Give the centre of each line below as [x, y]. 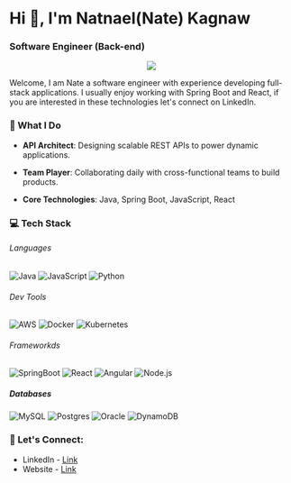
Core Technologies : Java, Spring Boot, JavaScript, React [129, 199]
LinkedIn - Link [50, 460]
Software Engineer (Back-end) [77, 47]
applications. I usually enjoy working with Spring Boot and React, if [155, 93]
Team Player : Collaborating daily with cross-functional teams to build [151, 172]
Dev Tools [28, 296]
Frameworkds [35, 345]
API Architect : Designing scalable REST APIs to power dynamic [140, 145]
